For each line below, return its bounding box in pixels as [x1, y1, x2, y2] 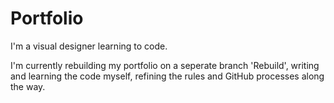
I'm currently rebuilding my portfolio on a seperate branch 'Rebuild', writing [10, 59, 320, 71]
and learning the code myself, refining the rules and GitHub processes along [10, 70, 325, 82]
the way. [10, 80, 46, 92]
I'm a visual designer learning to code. [10, 40, 168, 52]
